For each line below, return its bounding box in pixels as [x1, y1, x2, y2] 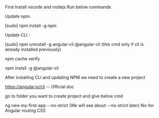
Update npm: [5, 13, 31, 19]
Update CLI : [5, 32, 30, 38]
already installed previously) [5, 47, 61, 52]
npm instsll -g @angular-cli [5, 65, 59, 71]
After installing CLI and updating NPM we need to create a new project [5, 75, 145, 80]
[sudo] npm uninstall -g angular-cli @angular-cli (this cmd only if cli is [5, 41, 144, 47]
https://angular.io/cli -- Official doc [5, 84, 74, 90]
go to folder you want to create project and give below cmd [5, 93, 123, 99]
